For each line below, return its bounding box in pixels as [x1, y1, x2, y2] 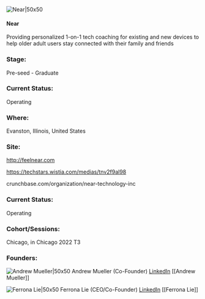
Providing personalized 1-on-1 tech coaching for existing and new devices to [6, 34, 199, 41]
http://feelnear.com [6, 157, 55, 164]
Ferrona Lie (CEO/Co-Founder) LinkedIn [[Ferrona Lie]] [60, 286, 199, 293]
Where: [6, 113, 29, 122]
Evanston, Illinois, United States [6, 127, 86, 135]
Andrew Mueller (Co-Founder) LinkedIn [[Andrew [71, 268, 196, 275]
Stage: [6, 55, 26, 64]
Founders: [6, 254, 38, 262]
